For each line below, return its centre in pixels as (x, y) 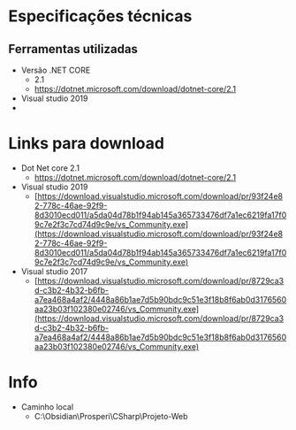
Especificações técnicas (100, 16)
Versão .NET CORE (56, 70)
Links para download (87, 144)
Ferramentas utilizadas (73, 49)
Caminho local (47, 407)
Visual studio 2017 (54, 271)
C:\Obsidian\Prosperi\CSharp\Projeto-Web (111, 416)
